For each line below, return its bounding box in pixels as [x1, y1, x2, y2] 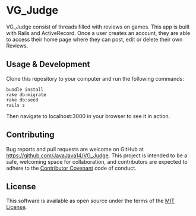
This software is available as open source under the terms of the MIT [6, 197, 175, 205]
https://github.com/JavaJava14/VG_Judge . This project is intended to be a [6, 152, 188, 159]
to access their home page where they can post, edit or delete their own [6, 36, 183, 43]
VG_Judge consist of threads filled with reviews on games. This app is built [6, 23, 190, 30]
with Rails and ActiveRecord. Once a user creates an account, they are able [6, 29, 191, 36]
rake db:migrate [6, 91, 46, 98]
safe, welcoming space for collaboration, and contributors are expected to [6, 158, 188, 165]
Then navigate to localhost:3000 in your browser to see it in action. [6, 112, 170, 119]
